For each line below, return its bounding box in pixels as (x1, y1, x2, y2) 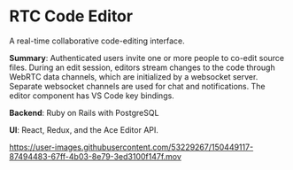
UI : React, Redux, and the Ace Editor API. (9, 124, 159, 135)
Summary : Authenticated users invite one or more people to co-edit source (9, 52, 285, 63)
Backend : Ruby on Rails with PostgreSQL (9, 107, 159, 118)
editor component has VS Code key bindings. (9, 90, 174, 101)
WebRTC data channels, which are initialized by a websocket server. (9, 71, 258, 81)
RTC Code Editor (9, 6, 134, 27)
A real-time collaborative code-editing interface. (9, 35, 185, 46)
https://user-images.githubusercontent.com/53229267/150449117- (9, 142, 254, 152)
